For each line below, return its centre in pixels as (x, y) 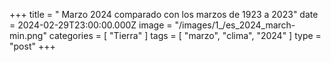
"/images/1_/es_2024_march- (235, 25)
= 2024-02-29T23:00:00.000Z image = (91, 25)
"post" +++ (32, 46)
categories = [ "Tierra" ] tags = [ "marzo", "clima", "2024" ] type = (185, 35)
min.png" (28, 35)
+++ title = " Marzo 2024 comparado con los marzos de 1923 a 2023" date (164, 14)
